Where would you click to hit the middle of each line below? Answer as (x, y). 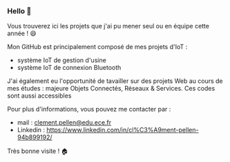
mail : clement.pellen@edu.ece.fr (64, 123)
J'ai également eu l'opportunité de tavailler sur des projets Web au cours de (115, 81)
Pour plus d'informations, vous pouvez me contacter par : (89, 109)
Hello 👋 (19, 11)
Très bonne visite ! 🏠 (38, 151)
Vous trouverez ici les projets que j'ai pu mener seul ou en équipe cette (108, 26)
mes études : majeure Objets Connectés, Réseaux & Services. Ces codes (111, 89)
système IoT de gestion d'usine (62, 60)
